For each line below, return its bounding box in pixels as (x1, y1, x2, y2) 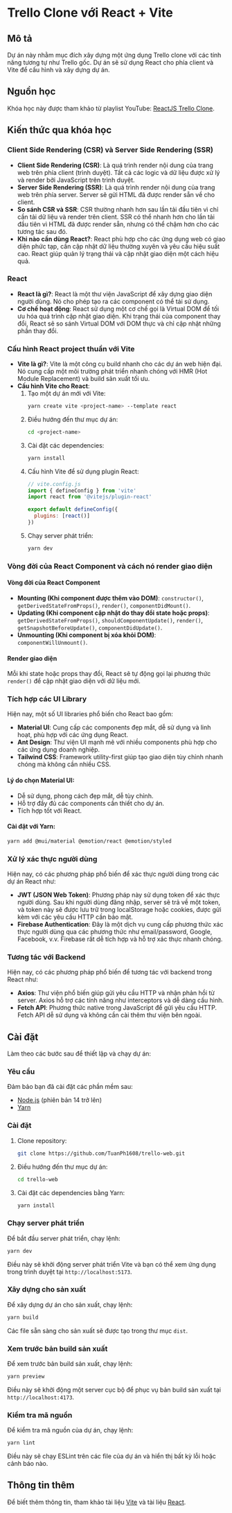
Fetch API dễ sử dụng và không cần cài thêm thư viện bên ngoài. (17, 1011, 202, 1020)
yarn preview (7, 1373, 45, 1380)
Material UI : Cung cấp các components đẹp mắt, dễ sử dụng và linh (17, 723, 211, 732)
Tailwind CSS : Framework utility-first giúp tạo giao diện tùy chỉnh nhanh (17, 753, 224, 761)
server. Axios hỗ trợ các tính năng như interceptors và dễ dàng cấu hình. (17, 996, 224, 1004)
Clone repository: (17, 1136, 67, 1144)
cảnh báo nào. (7, 1460, 48, 1468)
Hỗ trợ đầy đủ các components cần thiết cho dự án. (17, 799, 165, 807)
